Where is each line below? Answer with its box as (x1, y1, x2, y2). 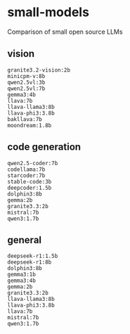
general (7, 233, 42, 246)
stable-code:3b (7, 178, 52, 185)
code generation (7, 141, 82, 153)
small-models (7, 4, 90, 20)
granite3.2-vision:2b (7, 66, 71, 74)
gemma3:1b (7, 271, 37, 278)
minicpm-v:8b (7, 72, 46, 79)
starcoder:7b (7, 172, 46, 179)
